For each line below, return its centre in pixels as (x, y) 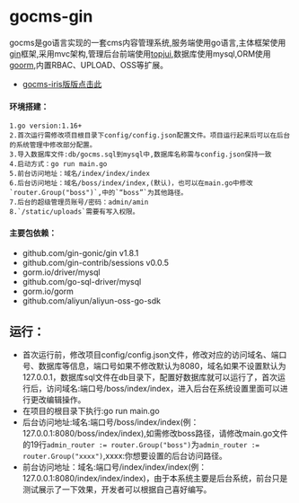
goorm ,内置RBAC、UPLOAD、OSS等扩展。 (89, 65)
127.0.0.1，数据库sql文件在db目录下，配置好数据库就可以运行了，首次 (150, 377)
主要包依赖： (33, 233)
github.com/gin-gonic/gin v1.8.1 (80, 253)
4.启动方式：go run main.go (58, 164)
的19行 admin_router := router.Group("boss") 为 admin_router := (141, 445)
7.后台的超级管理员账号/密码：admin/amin (79, 203)
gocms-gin (51, 17)
